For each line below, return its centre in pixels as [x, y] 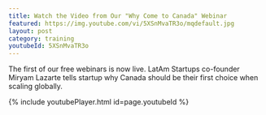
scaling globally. [36, 87]
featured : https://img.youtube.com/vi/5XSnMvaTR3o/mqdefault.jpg [121, 23]
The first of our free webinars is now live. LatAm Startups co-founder [124, 69]
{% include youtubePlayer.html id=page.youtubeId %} [99, 102]
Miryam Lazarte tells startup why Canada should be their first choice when [133, 78]
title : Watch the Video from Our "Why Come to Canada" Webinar [118, 16]
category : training [41, 38]
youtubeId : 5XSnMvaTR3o [49, 46]
